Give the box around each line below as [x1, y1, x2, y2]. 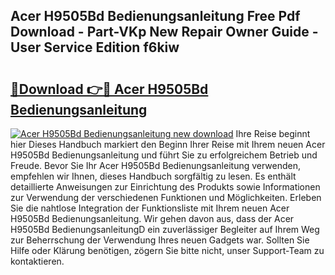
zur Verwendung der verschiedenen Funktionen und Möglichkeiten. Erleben [10, 192, 322, 203]
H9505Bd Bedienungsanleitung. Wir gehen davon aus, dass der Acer [10, 213, 295, 224]
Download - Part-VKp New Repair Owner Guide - [10, 24, 319, 41]
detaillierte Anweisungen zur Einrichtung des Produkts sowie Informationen [10, 181, 321, 193]
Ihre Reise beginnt [235, 128, 311, 139]
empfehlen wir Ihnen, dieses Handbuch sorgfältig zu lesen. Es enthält [10, 170, 297, 182]
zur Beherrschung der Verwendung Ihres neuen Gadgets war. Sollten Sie [10, 234, 310, 246]
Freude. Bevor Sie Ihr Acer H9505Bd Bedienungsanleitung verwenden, [10, 160, 302, 171]
